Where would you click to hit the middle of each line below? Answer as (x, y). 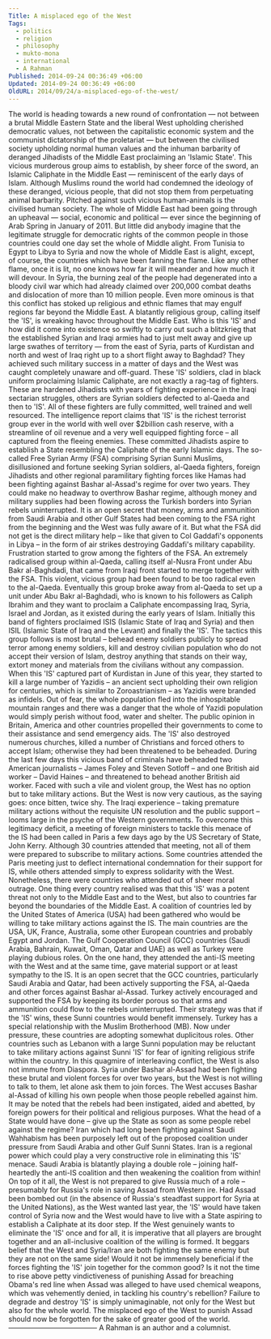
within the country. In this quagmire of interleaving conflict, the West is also (134, 1061)
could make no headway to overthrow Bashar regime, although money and (133, 493)
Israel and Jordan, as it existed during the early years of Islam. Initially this (132, 613)
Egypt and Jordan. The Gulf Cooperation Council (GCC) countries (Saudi (129, 940)
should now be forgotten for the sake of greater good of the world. (119, 1319)
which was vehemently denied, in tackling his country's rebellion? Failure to (134, 1294)
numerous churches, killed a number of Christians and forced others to (127, 743)
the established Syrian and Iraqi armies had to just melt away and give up (130, 338)
